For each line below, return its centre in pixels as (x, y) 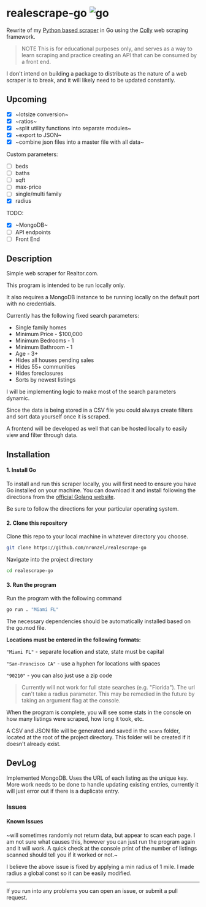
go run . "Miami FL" (33, 610)
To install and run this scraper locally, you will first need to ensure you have (101, 484)
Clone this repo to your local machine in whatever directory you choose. (97, 536)
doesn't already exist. (34, 744)
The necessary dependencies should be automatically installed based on (99, 621)
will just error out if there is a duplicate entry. (63, 791)
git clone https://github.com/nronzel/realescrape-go (77, 548)
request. (17, 897)
